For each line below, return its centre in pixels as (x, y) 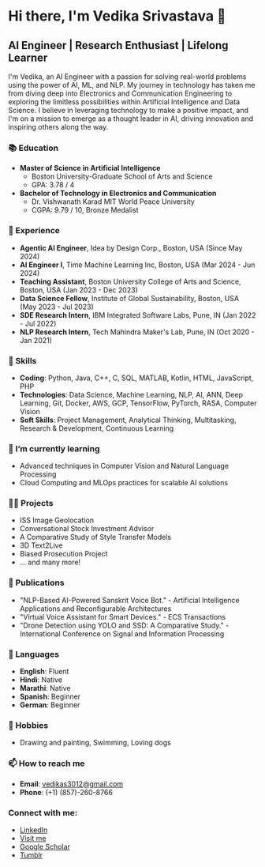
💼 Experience (34, 231)
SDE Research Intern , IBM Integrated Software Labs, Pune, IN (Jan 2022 (138, 315)
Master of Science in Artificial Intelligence (90, 168)
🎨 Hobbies (28, 725)
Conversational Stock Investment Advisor (87, 529)
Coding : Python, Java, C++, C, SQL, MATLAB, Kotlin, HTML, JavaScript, (136, 378)
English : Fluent (44, 672)
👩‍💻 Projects (31, 503)
